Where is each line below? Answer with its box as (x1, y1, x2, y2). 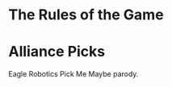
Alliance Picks (8, 43, 106, 61)
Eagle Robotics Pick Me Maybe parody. (8, 69, 139, 79)
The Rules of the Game (8, 6, 164, 24)
